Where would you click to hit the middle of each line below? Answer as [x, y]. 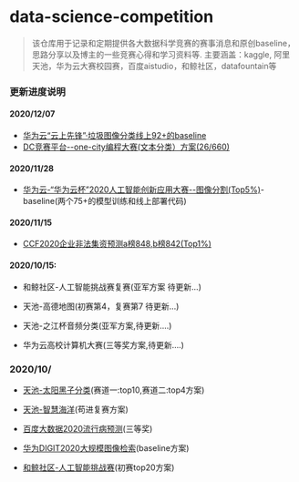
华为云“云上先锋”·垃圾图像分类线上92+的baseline [114, 136]
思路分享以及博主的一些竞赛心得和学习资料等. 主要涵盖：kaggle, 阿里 [161, 54]
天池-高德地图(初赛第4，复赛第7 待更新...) [101, 306]
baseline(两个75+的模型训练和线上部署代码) [104, 201]
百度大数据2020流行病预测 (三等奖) [88, 428]
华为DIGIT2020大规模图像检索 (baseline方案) [106, 447]
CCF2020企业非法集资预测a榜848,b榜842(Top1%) [117, 244]
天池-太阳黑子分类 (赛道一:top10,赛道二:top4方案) [113, 390]
